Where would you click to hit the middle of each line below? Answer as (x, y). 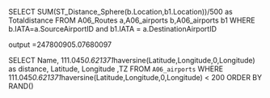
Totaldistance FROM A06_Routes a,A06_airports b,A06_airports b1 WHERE (132, 20)
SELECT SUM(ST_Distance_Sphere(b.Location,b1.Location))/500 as (120, 12)
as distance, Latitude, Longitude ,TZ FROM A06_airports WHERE (116, 69)
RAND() (21, 86)
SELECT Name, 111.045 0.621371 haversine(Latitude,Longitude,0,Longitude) (132, 60)
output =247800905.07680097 (60, 45)
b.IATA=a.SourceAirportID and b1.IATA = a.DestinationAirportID (112, 29)
